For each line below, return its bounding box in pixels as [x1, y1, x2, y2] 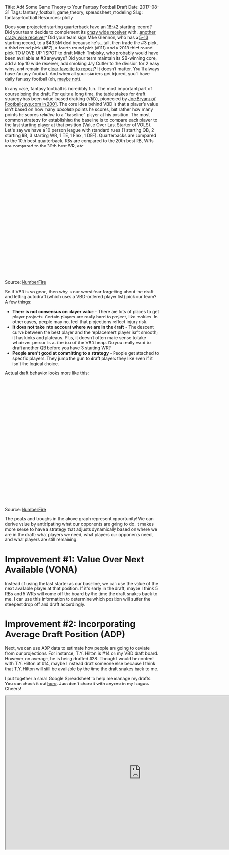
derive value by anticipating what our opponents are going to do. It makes [5, 521, 154, 527]
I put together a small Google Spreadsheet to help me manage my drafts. [5, 675, 152, 681]
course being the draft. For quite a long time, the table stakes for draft [5, 91, 146, 97]
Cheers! [5, 685, 21, 691]
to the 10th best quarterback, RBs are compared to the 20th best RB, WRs [5, 138, 154, 144]
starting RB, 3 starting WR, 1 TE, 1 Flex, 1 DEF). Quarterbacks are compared [5, 132, 157, 138]
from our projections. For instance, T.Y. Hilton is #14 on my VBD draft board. [5, 650, 159, 656]
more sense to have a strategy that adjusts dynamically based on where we [5, 526, 158, 532]
